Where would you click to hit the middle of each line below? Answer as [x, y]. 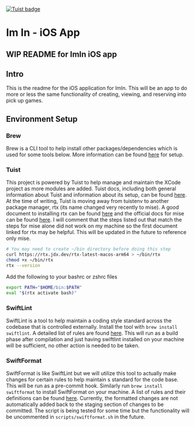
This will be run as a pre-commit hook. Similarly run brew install [84, 386]
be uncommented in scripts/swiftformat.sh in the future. [76, 417]
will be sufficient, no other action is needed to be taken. [73, 345]
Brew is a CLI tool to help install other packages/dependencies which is [92, 149]
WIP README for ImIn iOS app [62, 54]
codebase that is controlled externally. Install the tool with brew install [92, 327]
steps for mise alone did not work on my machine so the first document [92, 226]
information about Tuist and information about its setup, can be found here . [96, 195]
